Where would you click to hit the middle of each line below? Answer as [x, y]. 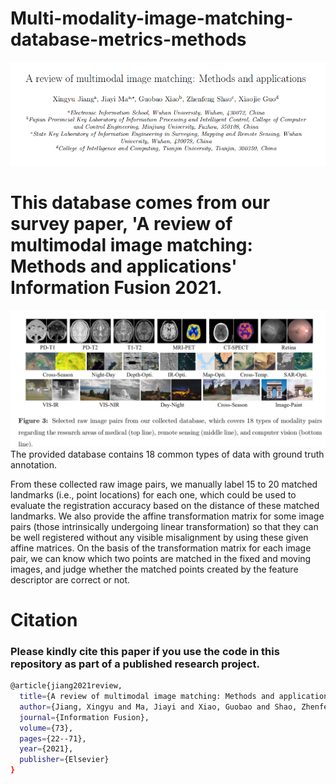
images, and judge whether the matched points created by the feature [154, 569]
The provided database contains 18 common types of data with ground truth [167, 454]
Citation [44, 619]
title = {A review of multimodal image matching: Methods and [147, 697]
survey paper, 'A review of [121, 224]
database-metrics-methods [128, 39]
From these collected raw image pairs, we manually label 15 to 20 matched [164, 484]
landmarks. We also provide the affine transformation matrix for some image [167, 516]
